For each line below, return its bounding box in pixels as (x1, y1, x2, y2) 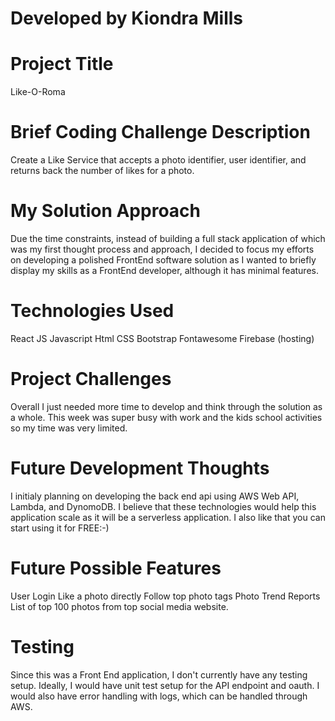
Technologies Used (10, 300, 175, 322)
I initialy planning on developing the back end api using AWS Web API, (10, 490, 300, 502)
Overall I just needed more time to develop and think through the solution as (10, 400, 323, 412)
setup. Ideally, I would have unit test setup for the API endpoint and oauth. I (10, 679, 320, 691)
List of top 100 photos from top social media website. (10, 600, 229, 612)
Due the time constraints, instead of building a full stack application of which (10, 233, 326, 244)
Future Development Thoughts (10, 457, 270, 480)
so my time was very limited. (10, 422, 128, 434)
